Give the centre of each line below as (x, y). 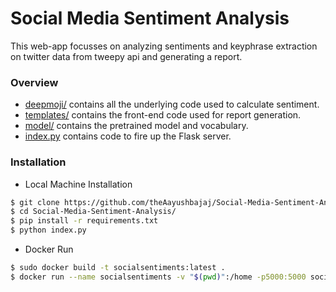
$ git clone (35, 202)
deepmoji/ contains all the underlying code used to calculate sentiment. (172, 104)
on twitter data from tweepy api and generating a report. (126, 56)
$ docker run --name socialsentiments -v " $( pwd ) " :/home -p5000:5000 (158, 277)
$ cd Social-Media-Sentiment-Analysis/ (93, 212)
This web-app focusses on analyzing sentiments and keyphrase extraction (164, 46)
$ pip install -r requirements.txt (84, 221)
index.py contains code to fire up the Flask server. (128, 136)
